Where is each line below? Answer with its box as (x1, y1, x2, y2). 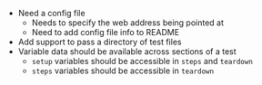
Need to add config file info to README (31, 27, 180, 37)
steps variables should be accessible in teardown (31, 65, 215, 76)
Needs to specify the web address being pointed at (31, 17, 225, 28)
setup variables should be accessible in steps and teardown (31, 56, 253, 66)
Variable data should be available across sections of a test (17, 46, 237, 57)
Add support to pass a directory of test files (17, 36, 182, 47)
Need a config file (17, 8, 86, 18)
